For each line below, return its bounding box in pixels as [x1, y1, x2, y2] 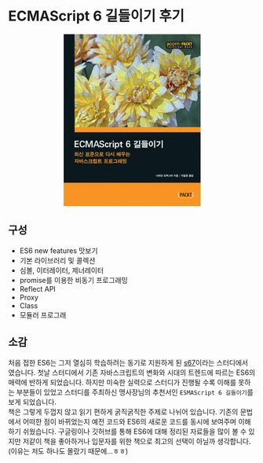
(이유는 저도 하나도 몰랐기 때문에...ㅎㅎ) [8, 446, 129, 456]
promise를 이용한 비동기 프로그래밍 [19, 275, 128, 285]
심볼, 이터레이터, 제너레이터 [19, 265, 104, 275]
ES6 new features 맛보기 [19, 245, 98, 255]
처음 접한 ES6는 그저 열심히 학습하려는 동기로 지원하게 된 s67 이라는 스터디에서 [8, 358, 249, 367]
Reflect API [19, 284, 57, 293]
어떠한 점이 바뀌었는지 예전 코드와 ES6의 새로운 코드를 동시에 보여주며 [22, 417, 237, 426]
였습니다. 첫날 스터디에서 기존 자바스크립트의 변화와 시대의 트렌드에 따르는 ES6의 [8, 367, 256, 377]
